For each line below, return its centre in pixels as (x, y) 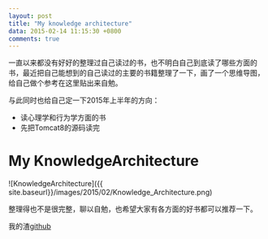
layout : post (30, 16)
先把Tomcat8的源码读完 (60, 128)
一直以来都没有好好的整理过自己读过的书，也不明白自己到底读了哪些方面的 (133, 63)
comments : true (34, 39)
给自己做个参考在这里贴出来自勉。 (65, 83)
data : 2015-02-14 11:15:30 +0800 (65, 31)
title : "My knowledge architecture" (70, 24)
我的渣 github (30, 226)
